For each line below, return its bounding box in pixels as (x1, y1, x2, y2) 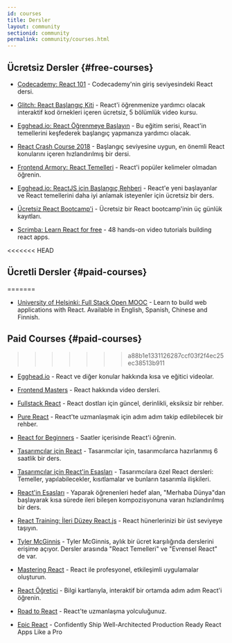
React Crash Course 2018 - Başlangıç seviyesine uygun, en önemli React (17, 142, 225, 150)
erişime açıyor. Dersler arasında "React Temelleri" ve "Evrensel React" (17, 545, 218, 553)
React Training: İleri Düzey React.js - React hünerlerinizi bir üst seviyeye (17, 516, 223, 525)
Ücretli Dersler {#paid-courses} (7, 266, 148, 278)
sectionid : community (7, 29, 70, 37)
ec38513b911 (127, 358, 165, 367)
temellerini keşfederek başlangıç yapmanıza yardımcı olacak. (17, 129, 192, 137)
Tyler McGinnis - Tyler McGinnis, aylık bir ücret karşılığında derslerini (17, 537, 214, 545)
